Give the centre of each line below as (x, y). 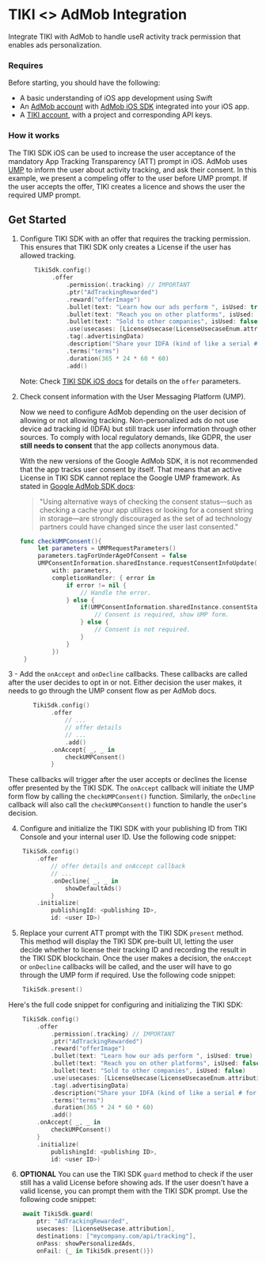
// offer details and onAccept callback (118, 866)
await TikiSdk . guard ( (58, 1214)
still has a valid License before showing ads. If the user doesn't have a (134, 1183)
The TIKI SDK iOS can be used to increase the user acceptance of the (122, 153)
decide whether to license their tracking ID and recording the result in (133, 950)
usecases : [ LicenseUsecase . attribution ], (106, 1229)
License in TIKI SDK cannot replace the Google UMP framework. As (130, 478)
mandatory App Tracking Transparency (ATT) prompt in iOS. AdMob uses (128, 161)
